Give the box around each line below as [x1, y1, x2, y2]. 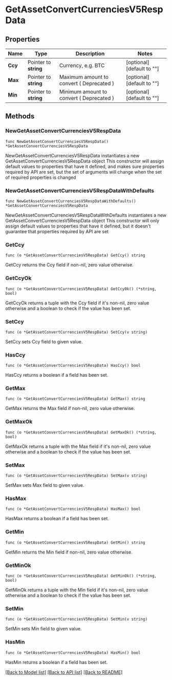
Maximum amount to [59, 73, 109, 80]
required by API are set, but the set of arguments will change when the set [5, 169, 162, 175]
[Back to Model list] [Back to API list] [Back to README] [5, 669, 123, 675]
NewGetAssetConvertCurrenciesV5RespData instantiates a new [5, 152, 140, 158]
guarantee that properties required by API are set [5, 228, 109, 234]
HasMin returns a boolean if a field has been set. [5, 659, 108, 665]
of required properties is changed [5, 174, 76, 180]
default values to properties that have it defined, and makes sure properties [5, 163, 165, 170]
